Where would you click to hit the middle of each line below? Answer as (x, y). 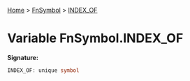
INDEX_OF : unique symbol (43, 70)
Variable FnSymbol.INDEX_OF (95, 38)
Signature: (23, 57)
